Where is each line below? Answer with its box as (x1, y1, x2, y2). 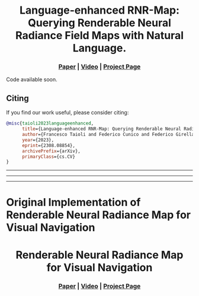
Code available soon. (6, 76, 57, 83)
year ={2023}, (21, 137, 54, 143)
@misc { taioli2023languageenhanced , (6, 120, 94, 126)
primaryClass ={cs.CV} (21, 154, 76, 160)
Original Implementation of (6, 196, 141, 209)
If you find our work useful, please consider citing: (6, 109, 129, 116)
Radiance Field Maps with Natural (15, 29, 184, 42)
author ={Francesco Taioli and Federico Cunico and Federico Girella (21, 132, 195, 138)
